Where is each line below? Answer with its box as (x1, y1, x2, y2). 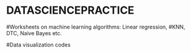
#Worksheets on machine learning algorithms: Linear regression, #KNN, (6, 23, 186, 30)
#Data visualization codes (6, 41, 71, 48)
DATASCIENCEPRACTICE (6, 4, 135, 17)
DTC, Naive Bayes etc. (6, 29, 62, 36)
